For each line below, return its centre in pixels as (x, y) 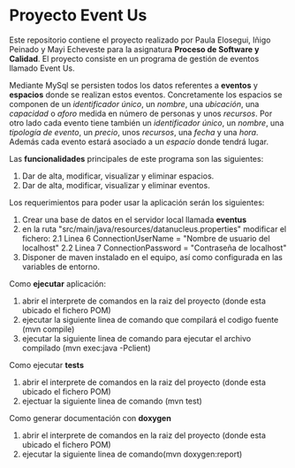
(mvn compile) (48, 329)
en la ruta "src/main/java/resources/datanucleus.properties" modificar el (154, 229)
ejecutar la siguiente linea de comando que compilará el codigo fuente (150, 319)
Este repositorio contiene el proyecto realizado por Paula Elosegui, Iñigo (140, 40)
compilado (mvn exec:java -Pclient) (87, 348)
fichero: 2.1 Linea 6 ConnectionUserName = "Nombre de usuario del (146, 238)
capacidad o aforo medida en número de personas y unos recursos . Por (141, 113)
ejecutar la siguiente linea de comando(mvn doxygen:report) (132, 454)
